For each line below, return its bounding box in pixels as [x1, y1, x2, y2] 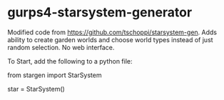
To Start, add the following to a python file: [7, 56, 133, 65]
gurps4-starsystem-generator [7, 4, 193, 21]
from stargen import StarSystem [7, 71, 102, 79]
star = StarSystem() [7, 84, 66, 93]
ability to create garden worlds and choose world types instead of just [7, 35, 213, 44]
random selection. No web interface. [7, 43, 115, 51]
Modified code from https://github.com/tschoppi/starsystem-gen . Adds [7, 28, 218, 36]
